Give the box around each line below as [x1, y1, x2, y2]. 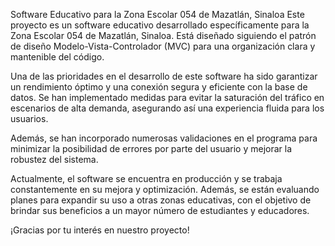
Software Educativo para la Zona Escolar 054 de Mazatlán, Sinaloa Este [10, 9, 305, 20]
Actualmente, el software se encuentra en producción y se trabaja [10, 173, 283, 184]
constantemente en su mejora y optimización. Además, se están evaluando [10, 184, 320, 195]
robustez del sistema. [10, 154, 99, 165]
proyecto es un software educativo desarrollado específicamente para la [10, 19, 310, 31]
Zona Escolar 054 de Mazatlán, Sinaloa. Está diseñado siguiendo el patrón [10, 30, 317, 41]
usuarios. [10, 113, 49, 124]
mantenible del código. [10, 51, 105, 63]
